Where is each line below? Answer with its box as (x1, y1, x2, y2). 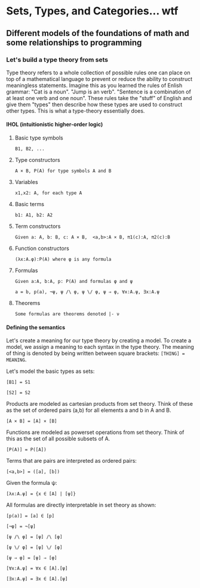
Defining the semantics (6, 324, 66, 331)
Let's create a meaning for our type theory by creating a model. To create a (6, 337, 192, 344)
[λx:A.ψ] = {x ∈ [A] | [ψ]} (6, 491, 76, 497)
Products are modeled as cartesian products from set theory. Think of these (6, 400, 193, 408)
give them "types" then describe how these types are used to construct (6, 101, 183, 108)
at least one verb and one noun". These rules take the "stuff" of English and (6, 94, 192, 101)
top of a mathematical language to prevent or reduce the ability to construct (6, 75, 193, 82)
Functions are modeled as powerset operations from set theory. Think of (6, 429, 184, 436)
